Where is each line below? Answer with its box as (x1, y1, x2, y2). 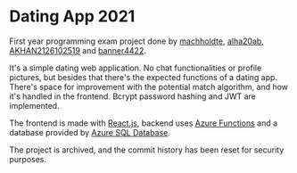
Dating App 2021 (9, 6, 136, 27)
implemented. (9, 100, 60, 111)
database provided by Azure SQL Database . (9, 127, 171, 137)
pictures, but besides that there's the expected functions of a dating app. (9, 71, 278, 82)
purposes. (9, 153, 47, 164)
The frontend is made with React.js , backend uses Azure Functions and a (9, 118, 278, 128)
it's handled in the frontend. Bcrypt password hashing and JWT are (9, 91, 256, 102)
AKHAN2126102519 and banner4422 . (9, 45, 147, 55)
